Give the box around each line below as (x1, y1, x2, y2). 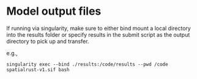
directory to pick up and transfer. (6, 37, 89, 45)
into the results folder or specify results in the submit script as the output (6, 31, 190, 38)
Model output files (6, 4, 102, 18)
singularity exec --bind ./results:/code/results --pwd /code (6, 61, 168, 67)
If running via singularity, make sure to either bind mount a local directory (6, 24, 191, 32)
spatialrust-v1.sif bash (6, 66, 70, 73)
